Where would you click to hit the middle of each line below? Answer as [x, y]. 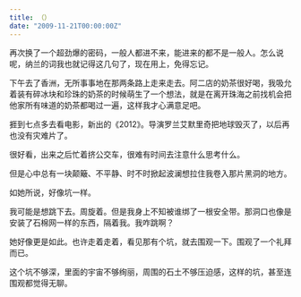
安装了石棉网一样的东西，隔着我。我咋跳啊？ [92, 222]
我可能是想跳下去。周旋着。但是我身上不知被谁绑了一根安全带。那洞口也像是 [150, 211]
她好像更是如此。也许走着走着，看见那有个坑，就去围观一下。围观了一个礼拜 [150, 242]
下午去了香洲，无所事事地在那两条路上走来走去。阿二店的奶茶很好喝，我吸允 [150, 82]
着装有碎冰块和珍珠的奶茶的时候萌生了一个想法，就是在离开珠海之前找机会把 [150, 94]
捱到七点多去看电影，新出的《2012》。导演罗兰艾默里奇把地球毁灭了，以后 [146, 124]
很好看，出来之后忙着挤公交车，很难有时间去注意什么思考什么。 [127, 154]
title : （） [30, 17]
